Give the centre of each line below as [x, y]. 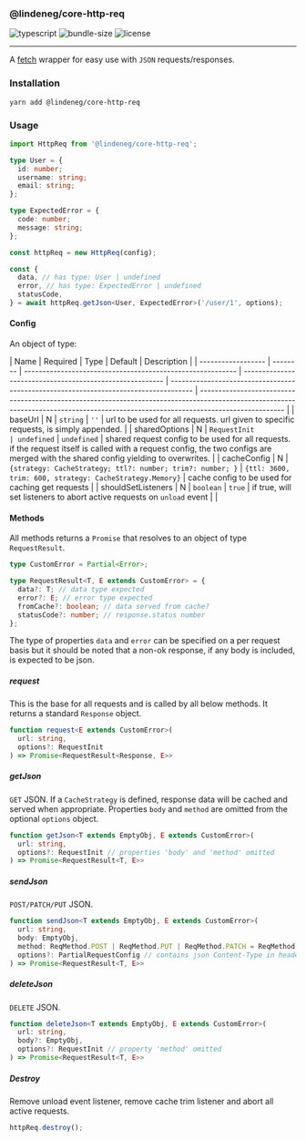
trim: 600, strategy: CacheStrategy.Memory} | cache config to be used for [151, 478]
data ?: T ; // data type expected [81, 590]
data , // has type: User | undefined [89, 278]
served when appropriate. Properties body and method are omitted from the [149, 808]
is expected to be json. [52, 660]
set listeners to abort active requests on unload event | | [114, 497]
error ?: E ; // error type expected [85, 598]
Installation [35, 83]
